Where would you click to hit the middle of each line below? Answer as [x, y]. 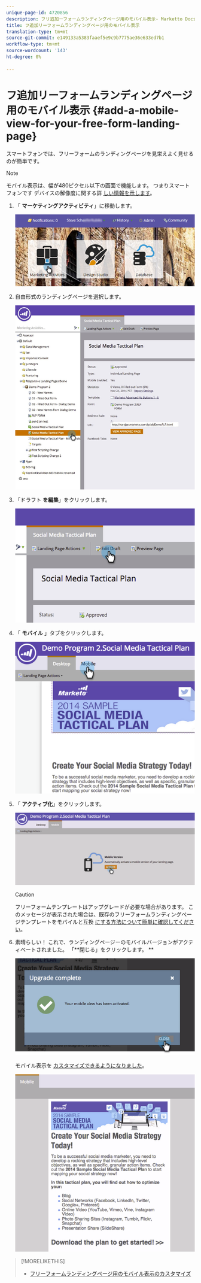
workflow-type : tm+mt [33, 44]
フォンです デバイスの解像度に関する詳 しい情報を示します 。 [81, 193]
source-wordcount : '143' [37, 51]
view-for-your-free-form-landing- [93, 123]
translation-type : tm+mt [37, 32]
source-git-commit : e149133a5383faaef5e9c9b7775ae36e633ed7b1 [85, 38]
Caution [25, 894]
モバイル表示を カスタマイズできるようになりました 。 [81, 1065]
